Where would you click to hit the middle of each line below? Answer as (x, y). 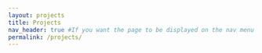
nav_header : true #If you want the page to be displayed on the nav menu (131, 30)
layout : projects (36, 15)
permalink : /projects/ (45, 37)
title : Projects (35, 23)
